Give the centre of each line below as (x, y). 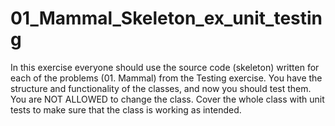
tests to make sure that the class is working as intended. (126, 109)
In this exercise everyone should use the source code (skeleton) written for (165, 67)
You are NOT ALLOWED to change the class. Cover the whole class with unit (167, 99)
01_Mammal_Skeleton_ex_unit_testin (166, 18)
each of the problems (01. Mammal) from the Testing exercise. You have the (166, 78)
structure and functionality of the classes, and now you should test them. (161, 88)
